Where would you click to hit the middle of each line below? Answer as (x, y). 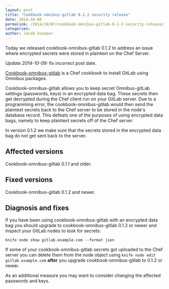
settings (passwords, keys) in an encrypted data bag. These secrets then (82, 94)
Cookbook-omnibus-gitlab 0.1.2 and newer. (50, 192)
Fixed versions (29, 180)
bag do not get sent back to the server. (46, 136)
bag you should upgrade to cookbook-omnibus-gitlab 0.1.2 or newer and (81, 226)
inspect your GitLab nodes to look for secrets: (53, 231)
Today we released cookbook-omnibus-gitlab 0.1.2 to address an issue (79, 48)
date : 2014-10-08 (24, 19)
